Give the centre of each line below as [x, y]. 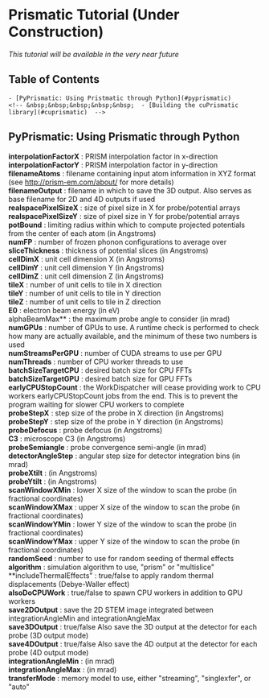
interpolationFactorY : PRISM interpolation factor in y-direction [113, 165]
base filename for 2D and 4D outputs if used [82, 199]
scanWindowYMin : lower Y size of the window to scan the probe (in [122, 524]
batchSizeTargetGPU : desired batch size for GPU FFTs [100, 378]
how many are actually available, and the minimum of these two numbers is [133, 336]
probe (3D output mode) [49, 635]
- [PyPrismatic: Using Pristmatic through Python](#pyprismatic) [120, 98]
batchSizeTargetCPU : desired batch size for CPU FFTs [100, 370]
